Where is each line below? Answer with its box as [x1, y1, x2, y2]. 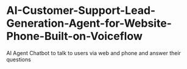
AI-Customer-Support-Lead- [6, 4, 156, 18]
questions [6, 56, 32, 63]
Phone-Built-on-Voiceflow [6, 30, 143, 43]
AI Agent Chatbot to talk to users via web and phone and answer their [6, 49, 182, 56]
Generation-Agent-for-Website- [6, 16, 172, 30]
